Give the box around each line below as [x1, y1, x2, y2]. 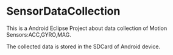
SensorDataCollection [6, 4, 121, 18]
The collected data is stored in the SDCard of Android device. [6, 43, 160, 50]
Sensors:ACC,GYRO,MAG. [6, 31, 72, 38]
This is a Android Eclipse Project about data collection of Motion [6, 24, 168, 32]
